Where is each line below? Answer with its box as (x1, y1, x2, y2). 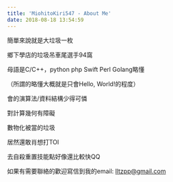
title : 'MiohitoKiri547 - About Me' (7, 10, 111, 17)
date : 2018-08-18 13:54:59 (7, 16, 84, 23)
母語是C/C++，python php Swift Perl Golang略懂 (7, 65, 145, 73)
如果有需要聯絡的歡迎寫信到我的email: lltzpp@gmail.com (7, 167, 166, 175)
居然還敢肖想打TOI (7, 138, 59, 146)
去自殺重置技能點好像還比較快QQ (7, 152, 101, 161)
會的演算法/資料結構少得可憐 (7, 94, 88, 103)
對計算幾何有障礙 (7, 109, 55, 117)
